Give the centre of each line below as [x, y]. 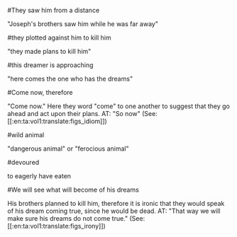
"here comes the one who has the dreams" [70, 79]
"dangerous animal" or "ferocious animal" [68, 149]
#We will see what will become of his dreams [73, 190]
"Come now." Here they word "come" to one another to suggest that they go [119, 106]
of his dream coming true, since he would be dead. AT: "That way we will [114, 211]
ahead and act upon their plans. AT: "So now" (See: [82, 114]
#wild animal [26, 135]
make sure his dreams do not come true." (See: [76, 218]
